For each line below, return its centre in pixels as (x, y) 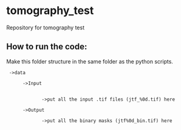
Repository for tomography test (46, 27)
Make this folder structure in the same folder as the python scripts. (90, 61)
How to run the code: (47, 47)
